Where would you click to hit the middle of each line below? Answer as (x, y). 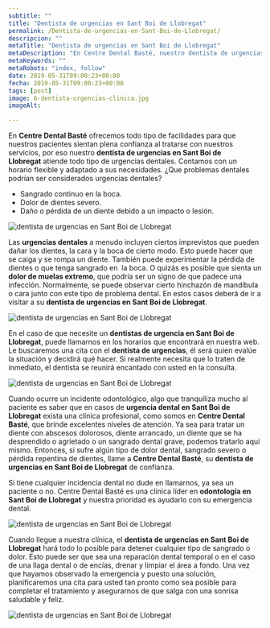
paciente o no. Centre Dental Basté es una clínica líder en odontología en (130, 491)
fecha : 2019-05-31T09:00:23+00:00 (66, 83)
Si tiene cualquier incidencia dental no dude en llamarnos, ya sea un (121, 483)
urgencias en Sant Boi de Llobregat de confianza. (92, 467)
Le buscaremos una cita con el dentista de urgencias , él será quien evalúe (133, 350)
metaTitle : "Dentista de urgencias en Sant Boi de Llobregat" (115, 46)
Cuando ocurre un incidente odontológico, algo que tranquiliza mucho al (128, 399)
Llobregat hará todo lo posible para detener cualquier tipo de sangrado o (129, 548)
